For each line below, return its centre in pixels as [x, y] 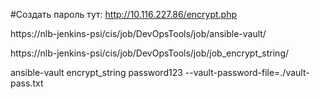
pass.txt [27, 83]
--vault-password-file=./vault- [247, 72]
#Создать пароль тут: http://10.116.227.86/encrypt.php [124, 14]
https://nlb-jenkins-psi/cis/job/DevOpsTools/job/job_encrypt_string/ [150, 53]
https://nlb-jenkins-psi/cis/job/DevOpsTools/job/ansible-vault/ [138, 33]
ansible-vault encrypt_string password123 [96, 72]
